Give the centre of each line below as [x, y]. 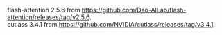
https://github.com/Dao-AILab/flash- [134, 10]
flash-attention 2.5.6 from [44, 10]
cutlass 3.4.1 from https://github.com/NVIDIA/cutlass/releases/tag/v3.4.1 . [111, 24]
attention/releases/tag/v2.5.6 [49, 17]
